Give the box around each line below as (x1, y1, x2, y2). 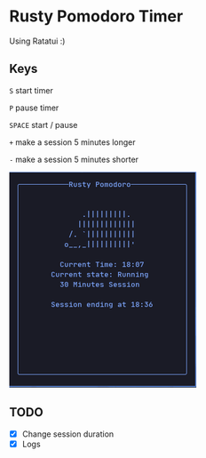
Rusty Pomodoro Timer (9, 6, 184, 27)
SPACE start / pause (9, 119, 78, 130)
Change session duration (21, 429, 115, 439)
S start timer (9, 84, 53, 95)
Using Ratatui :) (9, 36, 66, 46)
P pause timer (9, 102, 59, 113)
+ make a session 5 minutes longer (9, 136, 136, 148)
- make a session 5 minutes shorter (9, 154, 139, 165)
